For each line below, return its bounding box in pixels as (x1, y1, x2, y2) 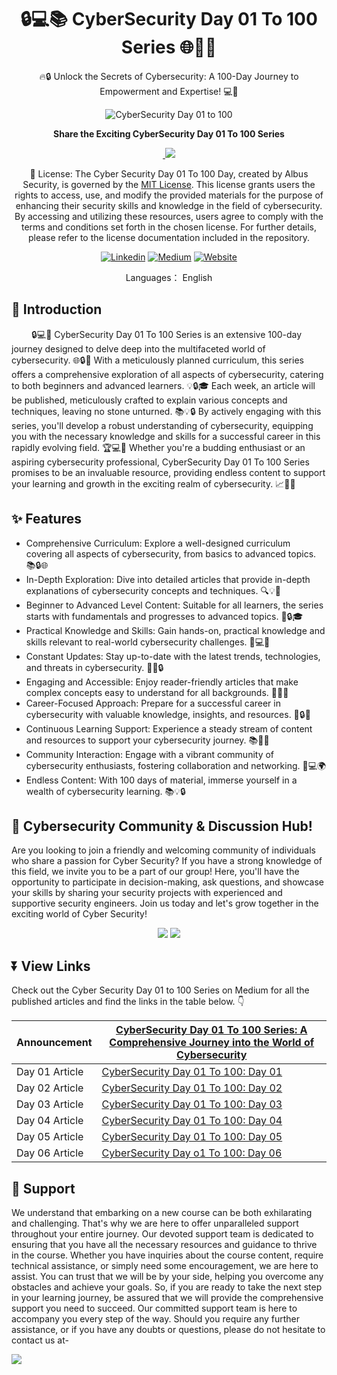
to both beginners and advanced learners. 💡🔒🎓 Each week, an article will (11, 379, 316, 391)
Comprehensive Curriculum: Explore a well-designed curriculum (25, 537, 291, 549)
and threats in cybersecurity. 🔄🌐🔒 (25, 661, 164, 673)
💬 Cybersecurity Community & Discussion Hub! (11, 817, 313, 835)
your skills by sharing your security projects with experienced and (11, 887, 283, 899)
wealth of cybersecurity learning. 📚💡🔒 (25, 785, 186, 797)
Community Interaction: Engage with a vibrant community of (25, 748, 275, 760)
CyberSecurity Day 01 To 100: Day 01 (101, 1065, 283, 1079)
